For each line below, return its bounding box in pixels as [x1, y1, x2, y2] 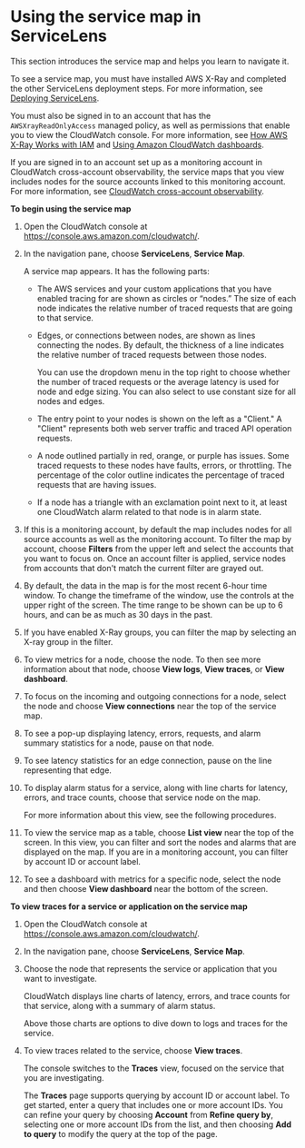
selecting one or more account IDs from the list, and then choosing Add [23, 1119, 292, 1130]
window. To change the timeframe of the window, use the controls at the [23, 589, 294, 600]
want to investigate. [23, 973, 98, 984]
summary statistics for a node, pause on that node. [23, 737, 214, 748]
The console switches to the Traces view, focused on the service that [23, 1063, 285, 1074]
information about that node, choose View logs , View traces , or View [23, 663, 285, 674]
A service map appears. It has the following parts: [23, 265, 210, 276]
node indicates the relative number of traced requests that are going [36, 302, 293, 313]
